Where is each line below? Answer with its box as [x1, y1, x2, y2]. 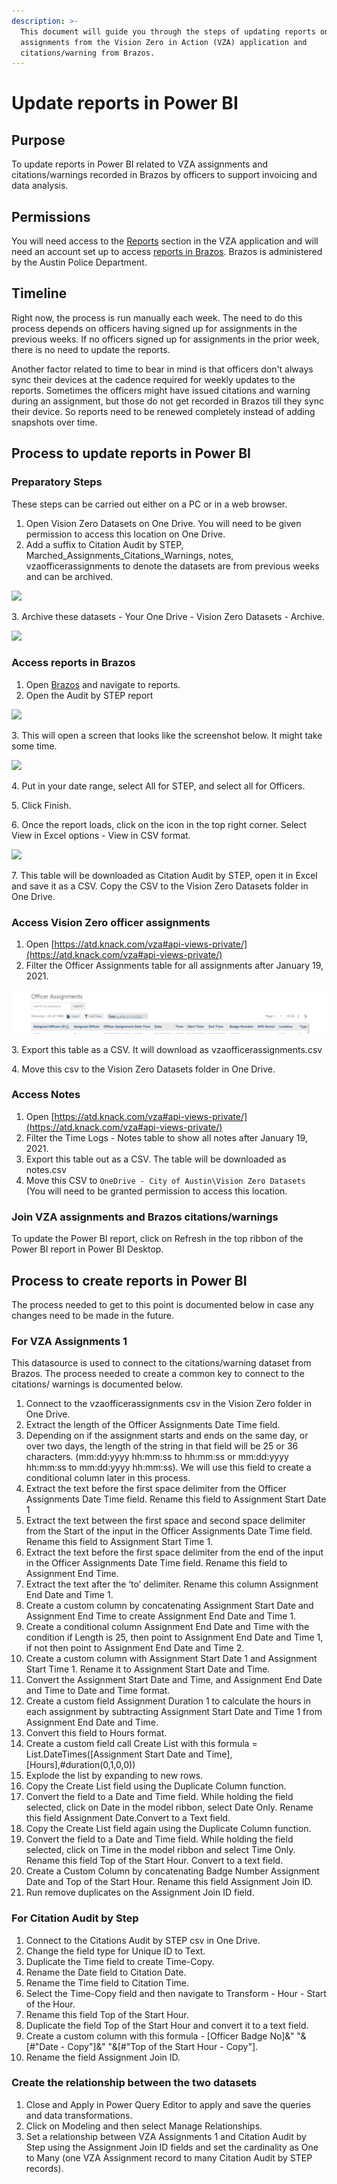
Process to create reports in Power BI [11, 1272, 248, 1289]
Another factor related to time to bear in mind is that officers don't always [11, 363, 314, 375]
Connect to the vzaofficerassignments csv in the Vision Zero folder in [25, 1398, 312, 1410]
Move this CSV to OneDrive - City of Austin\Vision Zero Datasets [25, 1174, 306, 1186]
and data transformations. [25, 2109, 133, 2121]
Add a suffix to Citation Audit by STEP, [25, 538, 184, 550]
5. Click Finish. [11, 799, 72, 811]
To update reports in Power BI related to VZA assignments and [11, 158, 269, 170]
